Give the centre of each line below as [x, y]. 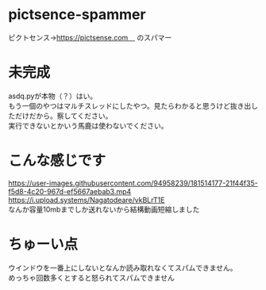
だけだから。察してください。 [64, 116]
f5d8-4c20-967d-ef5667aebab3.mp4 [70, 191]
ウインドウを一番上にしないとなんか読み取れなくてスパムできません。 [123, 268]
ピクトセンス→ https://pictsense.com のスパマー [90, 37]
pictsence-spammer [77, 15]
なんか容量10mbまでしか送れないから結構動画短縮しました [104, 209]
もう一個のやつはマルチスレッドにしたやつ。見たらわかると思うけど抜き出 [130, 105]
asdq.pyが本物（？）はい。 [53, 96]
